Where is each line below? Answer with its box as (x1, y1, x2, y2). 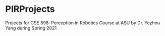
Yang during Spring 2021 (5, 25, 57, 31)
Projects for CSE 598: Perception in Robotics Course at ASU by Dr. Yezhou (5, 20, 160, 26)
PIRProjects (5, 3, 55, 15)
